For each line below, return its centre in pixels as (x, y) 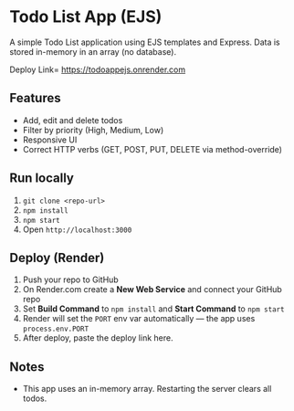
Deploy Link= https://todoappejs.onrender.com (98, 69)
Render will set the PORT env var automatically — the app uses (139, 319)
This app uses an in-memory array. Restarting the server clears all (147, 389)
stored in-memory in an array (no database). (93, 51)
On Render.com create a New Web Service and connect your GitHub (152, 290)
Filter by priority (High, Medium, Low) (93, 130)
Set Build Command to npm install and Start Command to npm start (153, 309)
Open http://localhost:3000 (77, 229)
